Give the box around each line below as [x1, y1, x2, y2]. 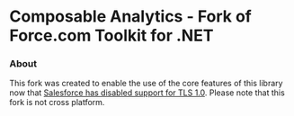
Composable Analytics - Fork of [9, 6, 252, 27]
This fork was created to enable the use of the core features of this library [9, 78, 283, 89]
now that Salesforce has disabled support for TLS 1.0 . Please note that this [9, 87, 285, 98]
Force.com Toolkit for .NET [9, 25, 214, 46]
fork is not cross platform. [9, 97, 105, 108]
